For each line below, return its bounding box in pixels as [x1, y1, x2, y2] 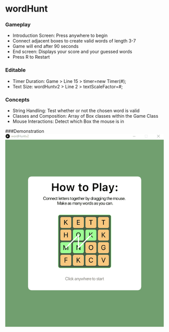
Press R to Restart [12, 54, 50, 60]
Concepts [5, 96, 30, 103]
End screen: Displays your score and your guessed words [12, 49, 132, 55]
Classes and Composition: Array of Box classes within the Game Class [12, 113, 158, 119]
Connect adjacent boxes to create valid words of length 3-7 [12, 38, 136, 44]
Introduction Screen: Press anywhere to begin [12, 32, 108, 38]
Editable [5, 67, 26, 74]
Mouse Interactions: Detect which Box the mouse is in [12, 118, 124, 124]
